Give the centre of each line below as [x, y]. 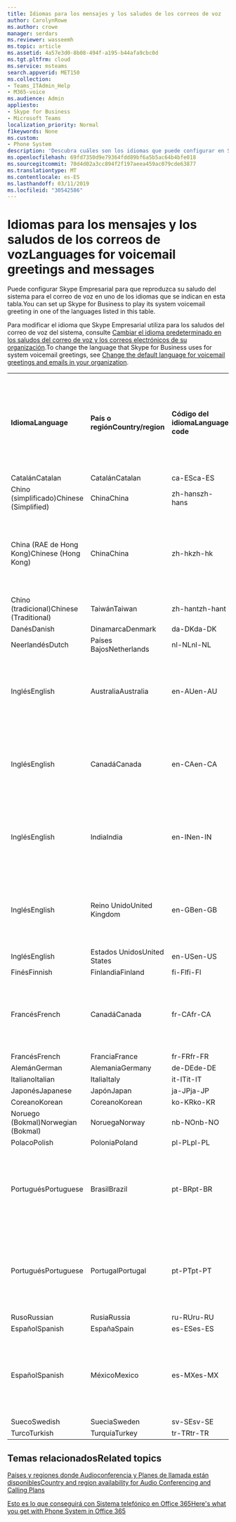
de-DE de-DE [194, 1068]
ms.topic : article [34, 46]
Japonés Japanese [41, 1091]
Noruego [25, 1114]
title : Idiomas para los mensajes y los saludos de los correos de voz [114, 14]
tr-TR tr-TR [190, 1434]
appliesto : [23, 105]
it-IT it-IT [187, 1080]
